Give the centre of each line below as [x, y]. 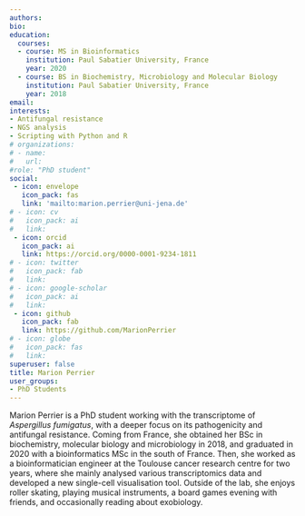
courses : [34, 43]
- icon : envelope [46, 187]
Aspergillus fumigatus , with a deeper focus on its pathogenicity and [136, 425]
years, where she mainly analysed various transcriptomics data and [136, 473]
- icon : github [42, 313]
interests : [30, 111]
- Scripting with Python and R [69, 136]
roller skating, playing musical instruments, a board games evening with [143, 492]
